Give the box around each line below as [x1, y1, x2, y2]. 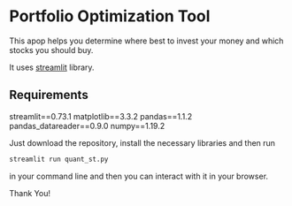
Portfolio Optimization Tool [9, 6, 211, 27]
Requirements [9, 88, 88, 103]
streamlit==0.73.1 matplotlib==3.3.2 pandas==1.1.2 [9, 111, 193, 121]
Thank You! [9, 187, 51, 198]
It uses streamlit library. [9, 62, 95, 72]
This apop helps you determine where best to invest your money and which [9, 35, 284, 46]
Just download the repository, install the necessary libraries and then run [9, 137, 276, 148]
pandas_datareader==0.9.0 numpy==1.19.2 [9, 120, 165, 131]
